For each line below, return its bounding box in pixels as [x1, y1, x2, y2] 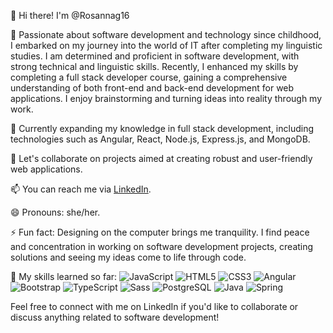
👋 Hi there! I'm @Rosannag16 [10, 10, 130, 21]
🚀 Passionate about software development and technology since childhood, [10, 29, 322, 40]
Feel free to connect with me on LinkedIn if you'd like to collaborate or [10, 301, 299, 312]
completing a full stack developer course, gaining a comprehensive [10, 71, 288, 83]
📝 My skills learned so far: [10, 271, 118, 282]
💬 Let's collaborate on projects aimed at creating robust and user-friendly [10, 153, 313, 164]
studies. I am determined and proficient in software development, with [10, 50, 300, 62]
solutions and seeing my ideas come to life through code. [10, 251, 247, 263]
